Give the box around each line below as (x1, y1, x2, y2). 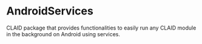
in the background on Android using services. (6, 30, 120, 37)
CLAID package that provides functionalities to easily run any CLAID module (6, 24, 197, 31)
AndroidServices (6, 4, 94, 18)
